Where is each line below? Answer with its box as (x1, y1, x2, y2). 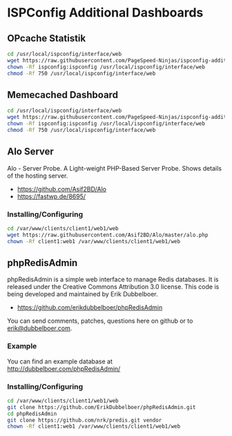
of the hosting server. (7, 171, 68, 180)
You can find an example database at (7, 357, 113, 366)
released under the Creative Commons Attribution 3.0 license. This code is (7, 283, 220, 291)
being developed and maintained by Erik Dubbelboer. (7, 290, 159, 298)
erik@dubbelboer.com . (7, 324, 72, 332)
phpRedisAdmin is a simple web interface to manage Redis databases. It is (7, 275, 219, 284)
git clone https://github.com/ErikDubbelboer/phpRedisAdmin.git (7, 404, 196, 410)
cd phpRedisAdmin (7, 410, 57, 417)
